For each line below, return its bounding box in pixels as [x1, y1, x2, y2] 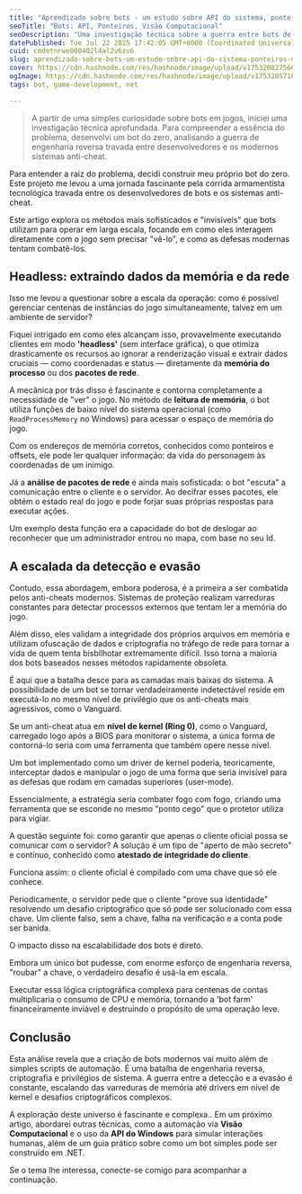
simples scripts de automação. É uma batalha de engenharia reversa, [9, 1063, 265, 1074]
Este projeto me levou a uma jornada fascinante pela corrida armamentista [9, 177, 286, 189]
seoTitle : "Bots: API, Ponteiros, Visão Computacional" [9, 22, 223, 31]
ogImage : [9, 72, 42, 81]
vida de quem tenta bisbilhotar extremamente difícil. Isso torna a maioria [9, 648, 277, 659]
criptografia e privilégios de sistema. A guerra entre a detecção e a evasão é [9, 1073, 293, 1083]
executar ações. [9, 505, 69, 517]
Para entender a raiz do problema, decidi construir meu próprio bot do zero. [9, 168, 290, 179]
